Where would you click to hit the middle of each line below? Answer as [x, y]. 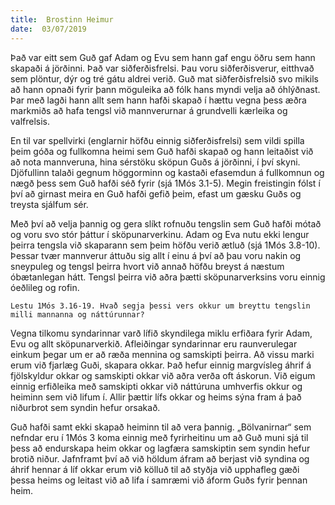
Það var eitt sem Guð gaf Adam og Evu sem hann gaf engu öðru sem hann [163, 57]
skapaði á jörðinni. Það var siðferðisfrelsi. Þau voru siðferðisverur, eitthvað [162, 68]
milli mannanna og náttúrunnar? [77, 314]
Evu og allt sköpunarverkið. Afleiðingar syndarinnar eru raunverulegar [154, 343]
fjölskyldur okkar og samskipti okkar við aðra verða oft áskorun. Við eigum [163, 375]
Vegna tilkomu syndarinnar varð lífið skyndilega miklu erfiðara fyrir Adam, [161, 333]
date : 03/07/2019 [48, 29]
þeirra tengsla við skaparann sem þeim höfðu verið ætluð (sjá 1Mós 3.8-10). [165, 245]
